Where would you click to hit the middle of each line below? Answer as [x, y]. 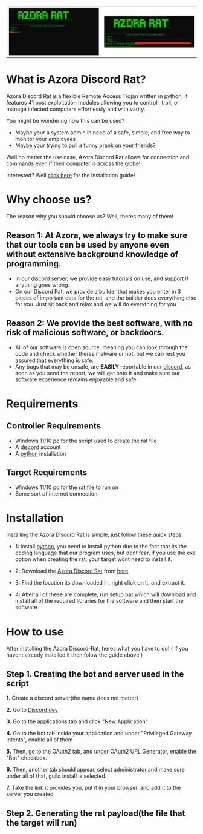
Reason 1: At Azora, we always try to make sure [97, 236]
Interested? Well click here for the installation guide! [71, 176]
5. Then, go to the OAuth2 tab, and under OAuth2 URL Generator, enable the [101, 752]
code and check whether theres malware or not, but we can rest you [100, 353]
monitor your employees [45, 139]
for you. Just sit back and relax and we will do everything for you [96, 304]
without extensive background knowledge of [92, 254]
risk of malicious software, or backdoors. [85, 333]
